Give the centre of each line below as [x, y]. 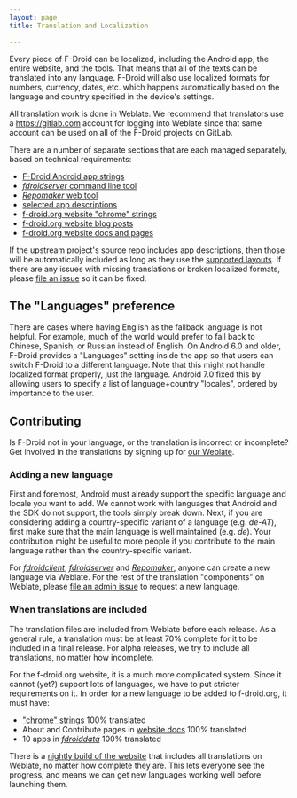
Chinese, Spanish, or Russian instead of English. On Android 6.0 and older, [145, 346]
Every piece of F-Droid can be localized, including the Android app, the [139, 59]
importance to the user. [52, 393]
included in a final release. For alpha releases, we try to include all [129, 647]
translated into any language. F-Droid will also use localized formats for [140, 77]
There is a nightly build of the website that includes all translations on [136, 755]
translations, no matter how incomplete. [82, 657]
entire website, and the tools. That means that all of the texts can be [133, 68]
